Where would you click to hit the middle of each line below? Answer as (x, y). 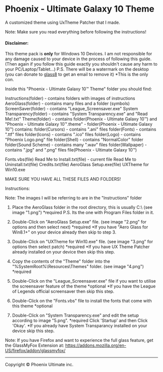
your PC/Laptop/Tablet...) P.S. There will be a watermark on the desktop (77, 69)
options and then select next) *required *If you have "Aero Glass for (80, 227)
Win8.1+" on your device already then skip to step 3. (64, 232)
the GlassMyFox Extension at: (35, 345)
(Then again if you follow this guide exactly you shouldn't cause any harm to (81, 64)
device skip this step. (33, 331)
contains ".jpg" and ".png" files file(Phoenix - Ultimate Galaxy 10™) (71, 150)
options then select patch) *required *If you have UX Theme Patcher (81, 247)
